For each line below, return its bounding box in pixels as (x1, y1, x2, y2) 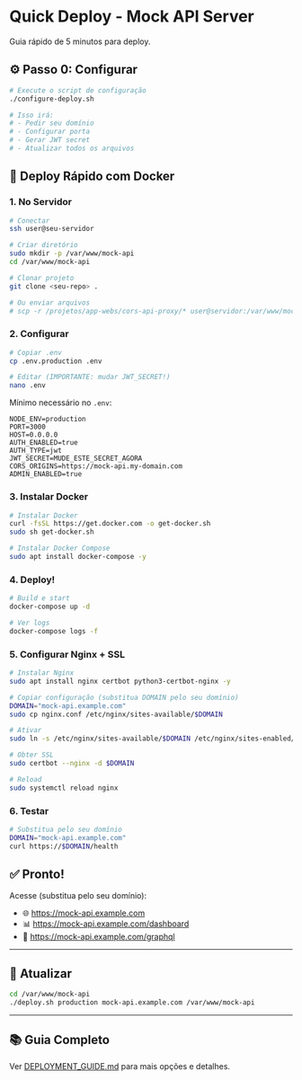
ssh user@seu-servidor (9, 225, 94, 234)
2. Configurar (9, 328, 69, 341)
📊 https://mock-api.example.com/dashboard (22, 918, 190, 929)
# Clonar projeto (9, 273, 75, 282)
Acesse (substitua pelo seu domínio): (9, 890, 147, 901)
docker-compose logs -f (9, 626, 99, 635)
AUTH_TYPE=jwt (9, 447, 63, 456)
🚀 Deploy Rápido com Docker (9, 169, 175, 184)
